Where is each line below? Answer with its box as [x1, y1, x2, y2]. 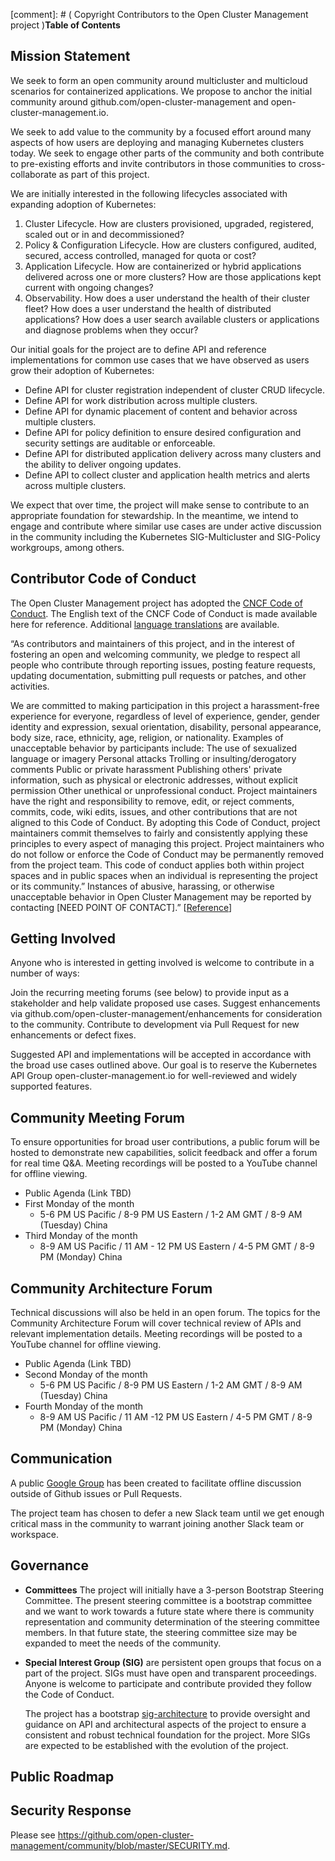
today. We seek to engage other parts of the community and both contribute [10, 147, 325, 159]
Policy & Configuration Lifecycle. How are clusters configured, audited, [24, 239, 317, 251]
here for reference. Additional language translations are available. [10, 618, 280, 630]
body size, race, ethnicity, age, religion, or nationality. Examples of [10, 731, 284, 743]
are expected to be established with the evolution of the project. [24, 1739, 289, 1751]
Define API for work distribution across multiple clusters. [24, 394, 258, 406]
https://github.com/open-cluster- [57, 1829, 195, 1841]
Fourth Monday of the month [24, 1400, 144, 1413]
